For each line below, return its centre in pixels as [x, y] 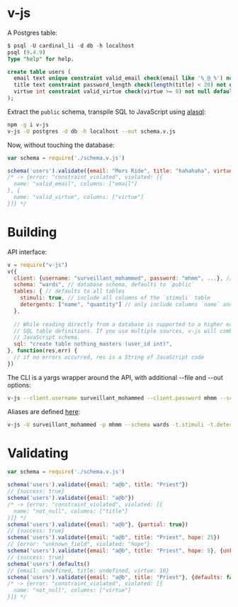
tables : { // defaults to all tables [69, 291]
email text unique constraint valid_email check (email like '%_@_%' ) [118, 78]
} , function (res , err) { [42, 351]
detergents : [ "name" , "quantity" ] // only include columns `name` [120, 305]
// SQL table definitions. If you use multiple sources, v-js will [115, 331]
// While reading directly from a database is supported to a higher [118, 324]
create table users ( [39, 72]
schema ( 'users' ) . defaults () [49, 564]
